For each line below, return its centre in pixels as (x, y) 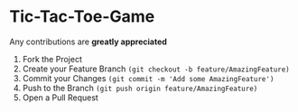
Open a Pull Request (61, 98)
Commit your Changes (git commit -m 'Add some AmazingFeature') (148, 78)
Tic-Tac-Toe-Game (82, 17)
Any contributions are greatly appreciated (88, 42)
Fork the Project (52, 59)
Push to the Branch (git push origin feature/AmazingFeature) (140, 88)
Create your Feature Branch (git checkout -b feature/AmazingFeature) (156, 69)
